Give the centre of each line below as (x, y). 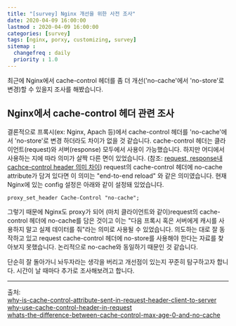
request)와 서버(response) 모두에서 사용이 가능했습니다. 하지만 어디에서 (125, 149)
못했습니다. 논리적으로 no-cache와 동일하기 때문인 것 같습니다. (112, 247)
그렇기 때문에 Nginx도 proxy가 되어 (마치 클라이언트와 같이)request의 (103, 211)
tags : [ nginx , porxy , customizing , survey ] (72, 40)
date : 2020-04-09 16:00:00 (47, 20)
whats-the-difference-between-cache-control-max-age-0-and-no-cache (114, 315)
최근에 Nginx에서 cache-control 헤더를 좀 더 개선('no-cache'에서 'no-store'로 (116, 80)
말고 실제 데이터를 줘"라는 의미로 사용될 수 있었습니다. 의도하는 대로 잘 (122, 229)
